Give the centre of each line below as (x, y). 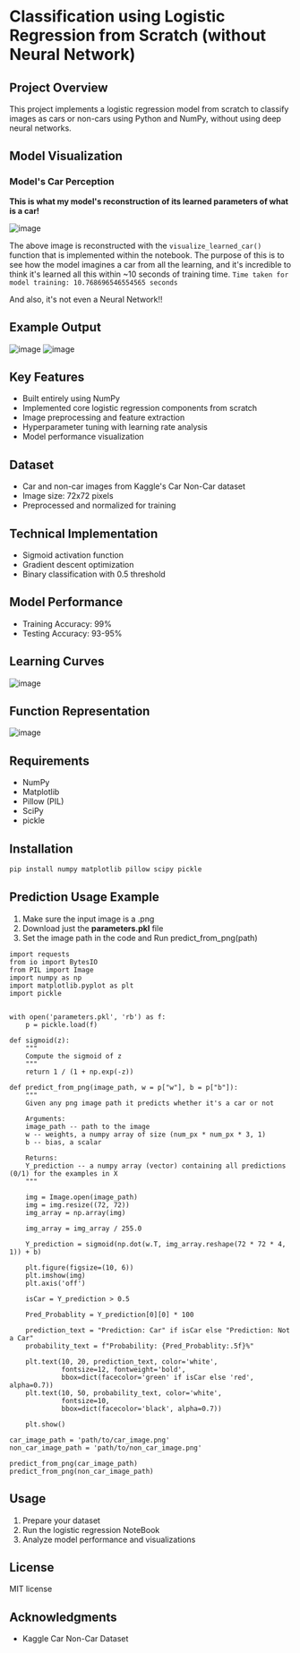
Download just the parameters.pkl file (93, 928)
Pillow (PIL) (43, 801)
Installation (41, 848)
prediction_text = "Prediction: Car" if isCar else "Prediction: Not (158, 1330)
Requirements (49, 761)
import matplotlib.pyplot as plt (72, 985)
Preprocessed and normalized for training (99, 505)
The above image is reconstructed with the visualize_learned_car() (136, 245)
